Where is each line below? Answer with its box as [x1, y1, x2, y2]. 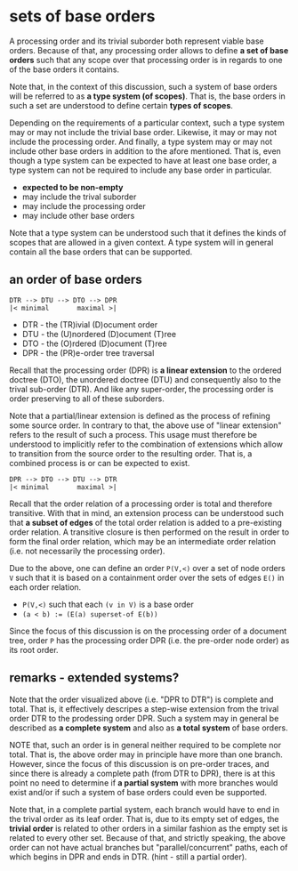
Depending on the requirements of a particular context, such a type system [9, 117, 285, 128]
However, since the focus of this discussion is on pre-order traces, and [9, 758, 270, 769]
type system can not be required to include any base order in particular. [9, 165, 272, 175]
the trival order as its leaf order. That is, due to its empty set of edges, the [9, 813, 279, 824]
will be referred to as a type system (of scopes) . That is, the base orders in [9, 91, 286, 101]
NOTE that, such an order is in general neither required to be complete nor [9, 739, 282, 750]
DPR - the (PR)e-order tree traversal [21, 347, 155, 358]
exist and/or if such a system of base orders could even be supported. [9, 786, 268, 797]
